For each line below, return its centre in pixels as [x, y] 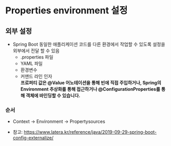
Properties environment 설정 [66, 11]
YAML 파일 [31, 64]
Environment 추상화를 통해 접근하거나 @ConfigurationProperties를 [90, 89]
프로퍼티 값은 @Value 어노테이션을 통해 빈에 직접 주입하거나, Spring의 [91, 83]
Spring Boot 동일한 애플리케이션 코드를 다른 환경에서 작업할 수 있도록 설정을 [89, 44]
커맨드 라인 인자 [36, 76]
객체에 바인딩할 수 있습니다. [53, 96]
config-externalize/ [33, 138]
